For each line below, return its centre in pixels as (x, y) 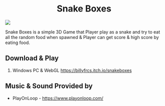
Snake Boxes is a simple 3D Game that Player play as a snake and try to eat (83, 32)
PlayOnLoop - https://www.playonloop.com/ (58, 98)
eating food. (18, 42)
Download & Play (32, 58)
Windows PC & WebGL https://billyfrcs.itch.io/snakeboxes (72, 70)
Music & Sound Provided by (49, 86)
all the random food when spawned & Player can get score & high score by (82, 37)
